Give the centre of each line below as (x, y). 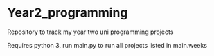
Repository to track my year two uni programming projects (90, 32)
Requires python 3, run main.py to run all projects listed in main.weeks (107, 45)
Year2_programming (68, 13)
